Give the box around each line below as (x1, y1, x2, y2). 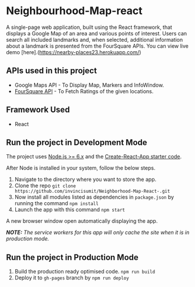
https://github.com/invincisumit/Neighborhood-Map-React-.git (14, 189, 170, 194)
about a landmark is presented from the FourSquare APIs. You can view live (6, 42, 189, 50)
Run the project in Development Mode (6, 137, 147, 147)
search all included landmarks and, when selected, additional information (6, 36, 183, 43)
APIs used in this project (6, 66, 97, 76)
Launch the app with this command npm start (14, 206, 125, 213)
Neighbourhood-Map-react (6, 4, 143, 18)
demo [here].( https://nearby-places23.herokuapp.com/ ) (6, 48, 142, 55)
